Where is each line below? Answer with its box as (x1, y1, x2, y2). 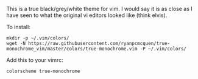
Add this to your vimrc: (6, 57, 64, 63)
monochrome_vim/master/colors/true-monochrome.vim (6, 46, 138, 52)
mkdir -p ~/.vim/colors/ (6, 35, 69, 41)
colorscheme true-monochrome (6, 68, 80, 74)
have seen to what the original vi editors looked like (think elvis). (6, 12, 168, 19)
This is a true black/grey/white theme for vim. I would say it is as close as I (6, 5, 193, 12)
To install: (6, 24, 30, 30)
